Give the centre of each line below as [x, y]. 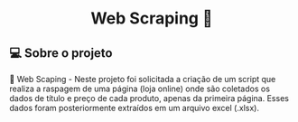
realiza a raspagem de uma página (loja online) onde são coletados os [140, 89]
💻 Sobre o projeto [61, 53]
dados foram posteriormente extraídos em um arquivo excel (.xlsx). [135, 108]
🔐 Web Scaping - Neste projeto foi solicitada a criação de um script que [143, 79]
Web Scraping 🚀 [152, 19]
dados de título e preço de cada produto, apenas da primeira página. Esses [149, 98]
